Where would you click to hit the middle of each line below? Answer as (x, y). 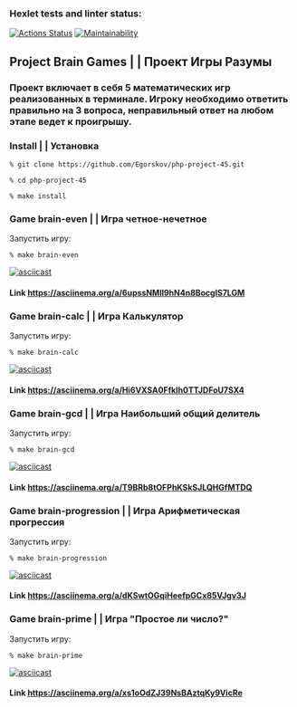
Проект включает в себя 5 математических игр (120, 87)
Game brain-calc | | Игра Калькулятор (96, 316)
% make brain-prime (46, 655)
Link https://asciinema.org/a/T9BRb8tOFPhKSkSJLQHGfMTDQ (131, 487)
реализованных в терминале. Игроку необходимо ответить (149, 99)
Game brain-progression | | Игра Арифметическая (125, 511)
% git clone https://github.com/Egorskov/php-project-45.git (127, 164)
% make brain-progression (58, 558)
